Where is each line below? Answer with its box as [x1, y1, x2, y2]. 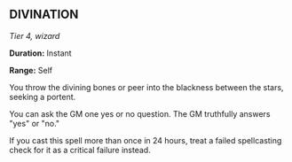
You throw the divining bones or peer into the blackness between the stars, [9, 81, 284, 92]
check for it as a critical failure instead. [9, 144, 151, 155]
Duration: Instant [9, 48, 73, 58]
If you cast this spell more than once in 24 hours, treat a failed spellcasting [9, 135, 282, 145]
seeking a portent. [9, 91, 76, 102]
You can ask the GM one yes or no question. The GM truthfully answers [9, 108, 271, 119]
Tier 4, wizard [9, 30, 60, 41]
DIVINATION [9, 7, 79, 22]
